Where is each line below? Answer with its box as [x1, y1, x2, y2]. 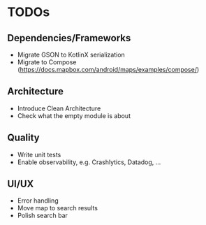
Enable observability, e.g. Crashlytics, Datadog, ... [17, 158, 161, 166]
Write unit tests [17, 150, 61, 159]
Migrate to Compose [17, 58, 77, 66]
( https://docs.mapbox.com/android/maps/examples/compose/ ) [17, 66, 200, 73]
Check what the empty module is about [17, 111, 131, 119]
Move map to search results [17, 204, 98, 212]
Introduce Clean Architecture [17, 104, 101, 112]
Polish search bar [17, 211, 68, 220]
